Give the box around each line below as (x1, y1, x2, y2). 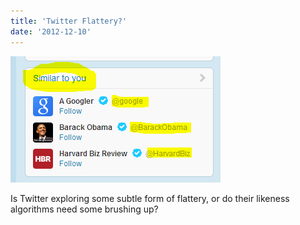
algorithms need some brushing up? (10, 203, 159, 215)
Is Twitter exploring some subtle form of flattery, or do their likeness (10, 192, 290, 204)
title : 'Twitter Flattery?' (10, 16, 128, 26)
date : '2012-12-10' (10, 26, 92, 37)
